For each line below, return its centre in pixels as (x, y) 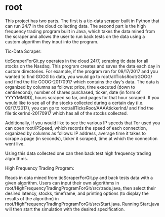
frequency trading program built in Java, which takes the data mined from (80, 31)
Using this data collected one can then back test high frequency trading (78, 153)
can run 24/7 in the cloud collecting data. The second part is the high (76, 26)
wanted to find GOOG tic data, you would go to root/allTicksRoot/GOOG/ (79, 76)
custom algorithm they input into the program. (52, 41)
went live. (15, 144)
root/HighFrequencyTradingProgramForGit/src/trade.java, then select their (81, 188)
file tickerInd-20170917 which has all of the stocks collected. (67, 113)
